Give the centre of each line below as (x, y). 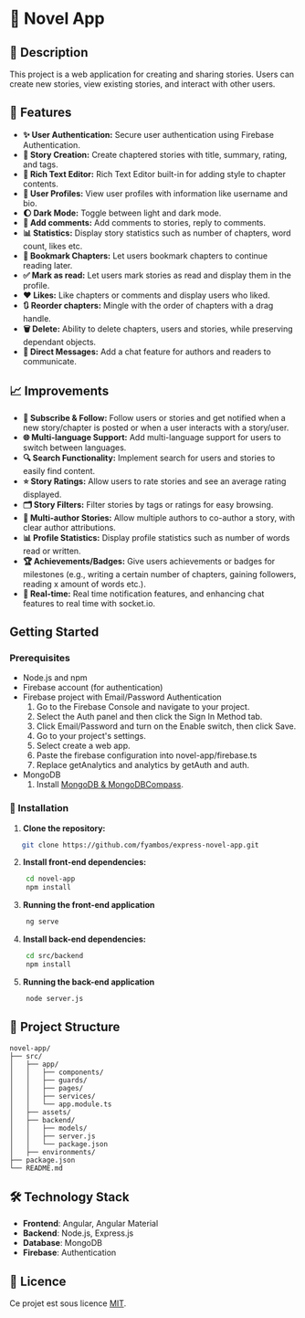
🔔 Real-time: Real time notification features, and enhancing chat (143, 594)
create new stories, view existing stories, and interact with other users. (142, 84)
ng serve (42, 922)
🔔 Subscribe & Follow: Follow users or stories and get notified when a (154, 417)
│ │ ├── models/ (49, 1128)
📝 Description (49, 53)
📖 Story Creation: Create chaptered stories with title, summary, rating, (155, 154)
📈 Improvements (59, 391)
